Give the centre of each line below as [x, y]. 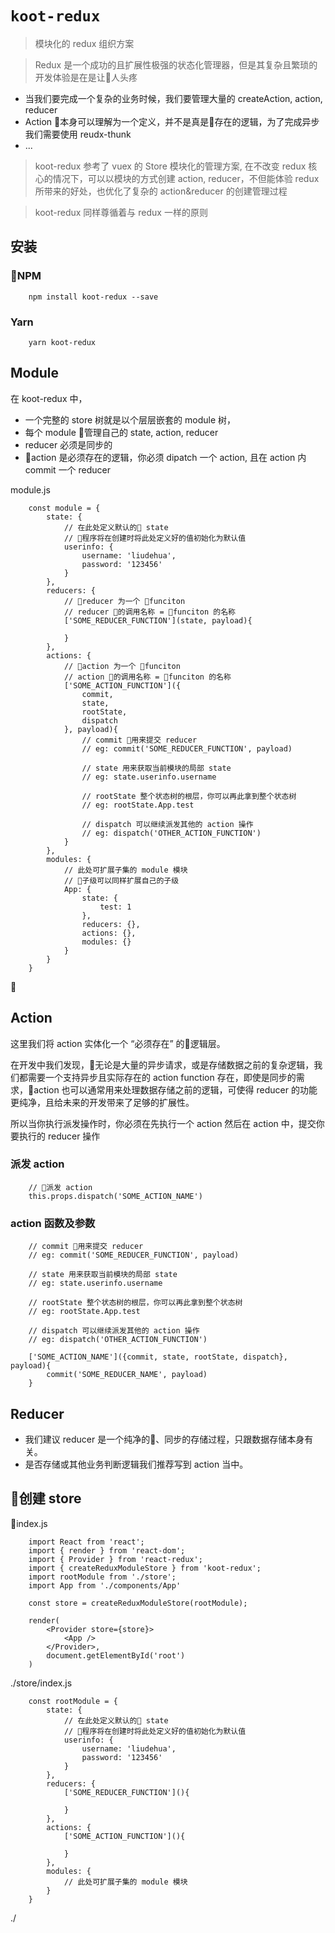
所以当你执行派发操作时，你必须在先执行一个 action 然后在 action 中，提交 [163, 1123]
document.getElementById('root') [116, 1655]
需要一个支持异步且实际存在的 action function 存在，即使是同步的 [162, 1077]
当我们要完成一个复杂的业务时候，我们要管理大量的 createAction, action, [173, 98]
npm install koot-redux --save [93, 297]
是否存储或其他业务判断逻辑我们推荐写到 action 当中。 [136, 1464]
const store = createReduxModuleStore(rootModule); [138, 1603]
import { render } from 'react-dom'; [107, 1550]
